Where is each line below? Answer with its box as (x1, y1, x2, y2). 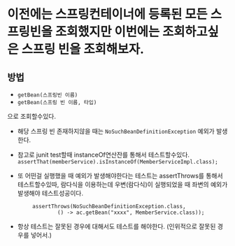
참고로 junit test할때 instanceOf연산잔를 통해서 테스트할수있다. (17, 151, 190, 159)
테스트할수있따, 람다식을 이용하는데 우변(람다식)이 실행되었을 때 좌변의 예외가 (17, 180, 228, 189)
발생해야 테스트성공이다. (17, 189, 84, 197)
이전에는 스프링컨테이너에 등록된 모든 (7, 6, 208, 22)
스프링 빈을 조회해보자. (21, 41, 145, 57)
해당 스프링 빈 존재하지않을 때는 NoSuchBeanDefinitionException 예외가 (17, 127, 215, 135)
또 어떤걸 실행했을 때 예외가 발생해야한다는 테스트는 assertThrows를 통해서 (17, 172, 223, 180)
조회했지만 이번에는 (55, 24, 160, 40)
